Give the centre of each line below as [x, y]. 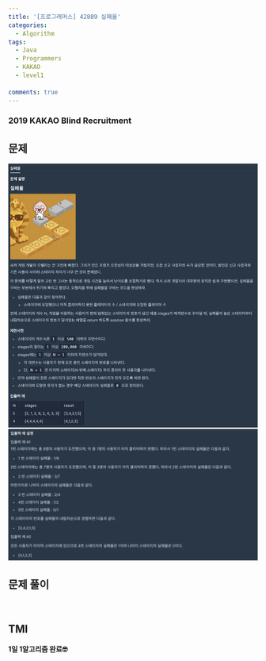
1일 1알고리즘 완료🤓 [38, 649]
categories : [28, 25]
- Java [26, 50]
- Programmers [38, 59]
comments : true [33, 92]
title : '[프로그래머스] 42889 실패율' [65, 17]
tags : [17, 42]
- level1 [30, 75]
